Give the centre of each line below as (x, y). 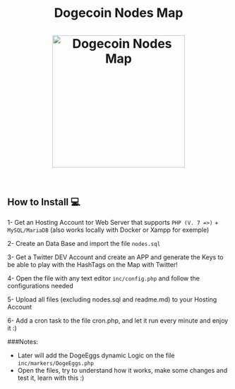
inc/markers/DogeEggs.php (55, 364)
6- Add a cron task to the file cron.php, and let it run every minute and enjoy (118, 321)
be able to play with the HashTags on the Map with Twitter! (92, 265)
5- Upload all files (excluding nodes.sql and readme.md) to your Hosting (112, 300)
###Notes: (23, 342)
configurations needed (41, 286)
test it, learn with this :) (51, 378)
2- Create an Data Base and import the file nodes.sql (84, 243)
